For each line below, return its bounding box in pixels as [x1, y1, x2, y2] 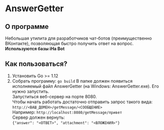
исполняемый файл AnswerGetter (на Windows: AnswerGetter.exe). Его [12, 83, 159, 89]
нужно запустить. [12, 88, 49, 94]
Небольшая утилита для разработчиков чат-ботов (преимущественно [5, 35, 152, 41]
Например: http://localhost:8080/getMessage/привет [12, 109, 122, 115]
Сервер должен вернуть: [12, 114, 65, 120]
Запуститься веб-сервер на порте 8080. [12, 93, 97, 99]
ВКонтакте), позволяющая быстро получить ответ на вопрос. [5, 41, 134, 46]
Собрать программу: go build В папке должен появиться [12, 78, 133, 84]
